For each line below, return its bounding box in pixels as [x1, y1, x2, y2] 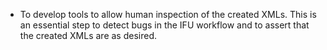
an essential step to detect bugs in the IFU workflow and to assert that [19, 19, 310, 31]
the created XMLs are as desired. [19, 30, 158, 41]
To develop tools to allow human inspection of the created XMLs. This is [19, 9, 317, 20]
